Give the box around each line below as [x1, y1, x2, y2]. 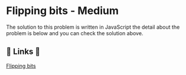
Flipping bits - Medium [6, 4, 119, 18]
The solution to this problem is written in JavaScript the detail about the [6, 23, 180, 30]
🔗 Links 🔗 [6, 47, 41, 57]
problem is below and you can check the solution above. [6, 29, 143, 36]
